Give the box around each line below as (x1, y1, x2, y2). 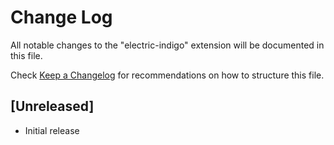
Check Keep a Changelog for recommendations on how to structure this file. (10, 69, 325, 81)
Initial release (24, 124, 80, 136)
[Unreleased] (10, 98, 95, 115)
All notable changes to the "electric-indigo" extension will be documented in (10, 39, 325, 51)
